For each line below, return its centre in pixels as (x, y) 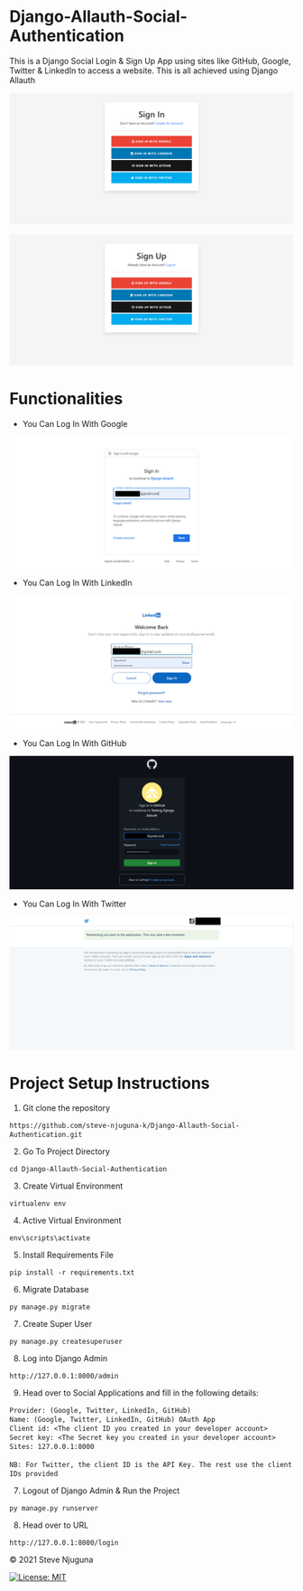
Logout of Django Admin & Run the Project (101, 1491)
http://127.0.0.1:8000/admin (64, 1377)
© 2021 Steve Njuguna (51, 1560)
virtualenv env (38, 1204)
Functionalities (66, 399)
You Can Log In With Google (75, 423)
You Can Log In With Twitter (74, 904)
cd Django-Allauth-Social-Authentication (88, 1170)
